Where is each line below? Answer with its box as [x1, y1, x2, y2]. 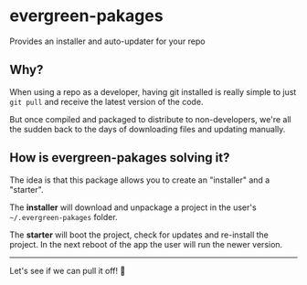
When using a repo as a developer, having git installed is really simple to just [9, 86, 297, 97]
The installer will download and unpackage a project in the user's [9, 202, 258, 213]
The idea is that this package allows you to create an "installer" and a [9, 174, 270, 185]
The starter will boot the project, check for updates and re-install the [9, 229, 270, 240]
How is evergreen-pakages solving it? [9, 150, 230, 165]
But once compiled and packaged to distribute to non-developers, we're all [9, 113, 291, 124]
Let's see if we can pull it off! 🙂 [9, 265, 126, 276]
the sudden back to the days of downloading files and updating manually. [9, 123, 286, 134]
